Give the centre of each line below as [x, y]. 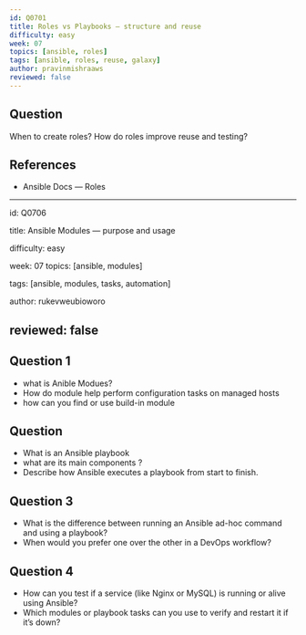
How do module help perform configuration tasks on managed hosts [151, 392]
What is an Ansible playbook [76, 453]
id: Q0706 [28, 213]
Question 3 [41, 501]
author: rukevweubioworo [58, 301]
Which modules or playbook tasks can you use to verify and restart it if [155, 613]
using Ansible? [50, 603]
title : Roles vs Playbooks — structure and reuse [106, 26]
